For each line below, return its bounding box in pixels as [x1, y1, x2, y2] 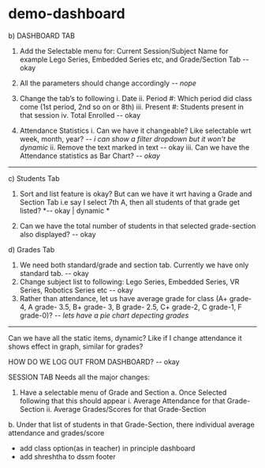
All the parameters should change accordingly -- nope [19, 78, 197, 88]
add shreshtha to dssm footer [19, 451, 116, 461]
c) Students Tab [8, 173, 60, 183]
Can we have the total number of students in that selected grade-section [19, 221, 256, 230]
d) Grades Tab [8, 244, 55, 254]
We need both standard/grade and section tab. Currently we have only [19, 260, 249, 270]
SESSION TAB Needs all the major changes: [8, 372, 150, 382]
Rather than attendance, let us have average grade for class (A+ [19, 293, 228, 303]
